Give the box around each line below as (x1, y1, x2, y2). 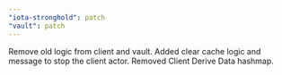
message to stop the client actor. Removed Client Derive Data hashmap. (8, 55, 275, 66)
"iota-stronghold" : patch (8, 12, 105, 22)
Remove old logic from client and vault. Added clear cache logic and (8, 46, 261, 56)
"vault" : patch (8, 21, 66, 30)
